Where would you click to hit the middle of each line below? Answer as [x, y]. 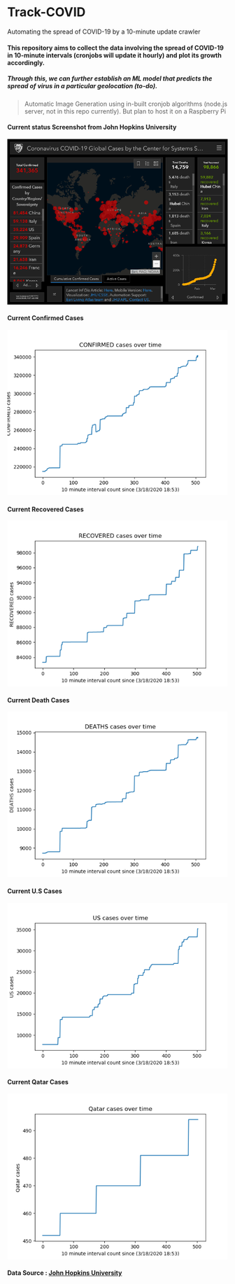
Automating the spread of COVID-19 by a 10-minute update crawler [104, 32]
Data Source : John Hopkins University [65, 1273]
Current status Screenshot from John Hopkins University [92, 127]
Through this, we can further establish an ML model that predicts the [110, 78]
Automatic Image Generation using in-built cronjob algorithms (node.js [126, 104]
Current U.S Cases [35, 891]
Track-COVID [47, 12]
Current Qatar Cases [38, 1082]
